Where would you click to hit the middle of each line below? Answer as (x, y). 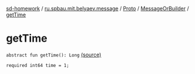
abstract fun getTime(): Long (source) (54, 55)
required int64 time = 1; (37, 65)
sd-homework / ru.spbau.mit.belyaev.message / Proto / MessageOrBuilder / (97, 9)
